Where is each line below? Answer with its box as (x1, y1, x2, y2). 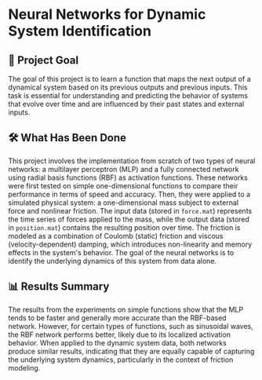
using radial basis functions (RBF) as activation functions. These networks (8, 173, 249, 182)
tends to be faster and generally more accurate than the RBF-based (8, 312, 227, 323)
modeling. (8, 363, 41, 372)
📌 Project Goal (8, 53, 79, 67)
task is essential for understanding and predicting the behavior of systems (8, 91, 249, 100)
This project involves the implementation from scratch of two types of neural (8, 155, 256, 166)
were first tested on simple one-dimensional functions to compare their (8, 181, 238, 190)
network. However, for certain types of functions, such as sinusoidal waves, (8, 321, 253, 331)
